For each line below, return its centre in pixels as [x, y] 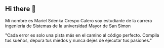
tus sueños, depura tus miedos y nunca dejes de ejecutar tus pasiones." [79, 40]
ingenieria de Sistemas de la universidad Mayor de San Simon [68, 26]
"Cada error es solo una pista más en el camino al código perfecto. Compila [82, 35]
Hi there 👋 [20, 9]
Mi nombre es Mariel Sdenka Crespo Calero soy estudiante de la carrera [79, 20]
